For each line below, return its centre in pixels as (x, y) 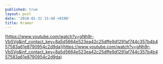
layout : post (18, 14)
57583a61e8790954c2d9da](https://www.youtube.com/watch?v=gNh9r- (78, 47)
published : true (21, 9)
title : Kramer (19, 23)
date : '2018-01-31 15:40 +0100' (38, 18)
